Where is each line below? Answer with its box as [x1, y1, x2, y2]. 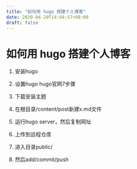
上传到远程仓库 [14, 131, 52, 138]
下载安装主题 [14, 93, 46, 100]
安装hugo [14, 68, 39, 75]
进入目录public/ [14, 144, 53, 151]
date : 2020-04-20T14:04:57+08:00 [6, 14, 89, 20]
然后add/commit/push [14, 156, 69, 163]
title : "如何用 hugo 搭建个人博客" [6, 8, 86, 15]
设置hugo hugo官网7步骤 [14, 81, 76, 88]
